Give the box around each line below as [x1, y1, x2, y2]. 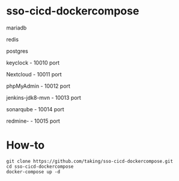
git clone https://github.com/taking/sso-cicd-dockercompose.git [6, 158, 173, 164]
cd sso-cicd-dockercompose [6, 164, 74, 170]
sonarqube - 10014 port [6, 105, 64, 112]
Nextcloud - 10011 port [6, 70, 62, 78]
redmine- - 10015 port [6, 117, 60, 124]
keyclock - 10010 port [6, 59, 60, 66]
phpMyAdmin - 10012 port [6, 82, 71, 90]
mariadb [6, 24, 27, 31]
